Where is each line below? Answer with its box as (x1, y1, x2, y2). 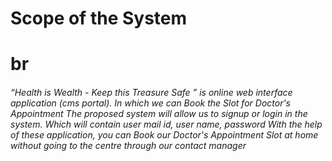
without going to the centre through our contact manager (10, 139, 247, 151)
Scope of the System (10, 7, 188, 30)
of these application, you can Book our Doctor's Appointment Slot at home (10, 128, 319, 141)
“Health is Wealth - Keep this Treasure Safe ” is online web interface (10, 86, 293, 98)
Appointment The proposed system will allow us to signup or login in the (10, 107, 308, 119)
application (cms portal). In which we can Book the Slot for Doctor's (10, 97, 292, 109)
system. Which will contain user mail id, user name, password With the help (10, 118, 323, 130)
